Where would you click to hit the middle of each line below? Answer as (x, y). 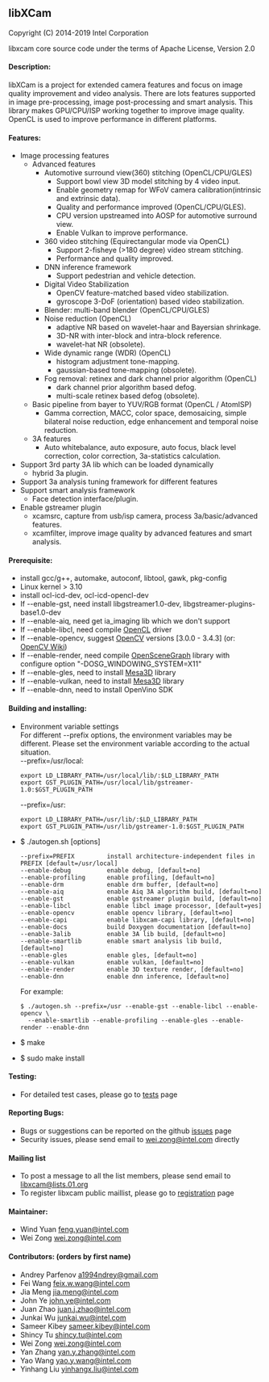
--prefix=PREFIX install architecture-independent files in (137, 856)
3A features (52, 439)
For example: (41, 991)
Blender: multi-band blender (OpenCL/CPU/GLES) (127, 310)
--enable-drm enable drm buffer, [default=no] (119, 884)
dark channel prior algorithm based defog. (126, 388)
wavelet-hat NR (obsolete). (101, 344)
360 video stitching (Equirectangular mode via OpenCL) (137, 242)
